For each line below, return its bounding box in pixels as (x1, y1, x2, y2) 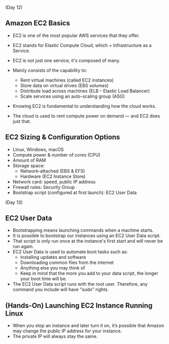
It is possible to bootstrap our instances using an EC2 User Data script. (12, 233, 161, 239)
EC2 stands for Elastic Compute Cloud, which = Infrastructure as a (12, 42, 152, 48)
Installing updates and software (20, 254, 86, 260)
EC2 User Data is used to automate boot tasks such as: (12, 249, 128, 255)
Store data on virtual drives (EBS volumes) (20, 82, 109, 88)
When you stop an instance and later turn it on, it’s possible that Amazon (12, 323, 164, 329)
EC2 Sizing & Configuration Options (5, 133, 120, 141)
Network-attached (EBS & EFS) (20, 168, 85, 174)
